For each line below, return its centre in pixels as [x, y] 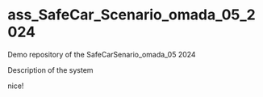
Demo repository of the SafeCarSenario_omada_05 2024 [102, 54]
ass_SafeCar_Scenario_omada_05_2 [131, 15]
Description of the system [50, 70]
